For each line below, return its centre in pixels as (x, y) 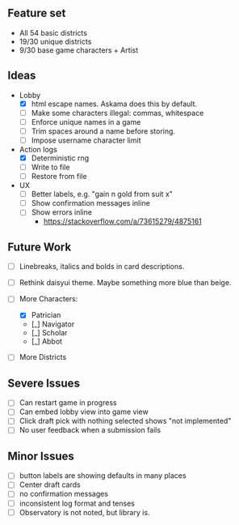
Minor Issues (41, 456)
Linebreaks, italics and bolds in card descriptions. (102, 267)
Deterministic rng (60, 158)
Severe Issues (44, 383)
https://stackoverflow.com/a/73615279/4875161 (123, 221)
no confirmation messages (64, 494)
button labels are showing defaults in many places (103, 476)
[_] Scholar (49, 333)
